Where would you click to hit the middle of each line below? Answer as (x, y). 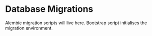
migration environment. (29, 28)
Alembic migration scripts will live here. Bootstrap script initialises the (76, 23)
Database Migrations (49, 9)
